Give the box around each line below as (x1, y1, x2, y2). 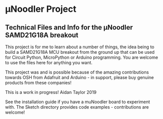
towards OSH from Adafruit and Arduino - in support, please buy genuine (5, 75, 154, 80)
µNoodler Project (5, 3, 77, 15)
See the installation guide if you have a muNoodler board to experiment (5, 99, 150, 105)
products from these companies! (5, 80, 72, 85)
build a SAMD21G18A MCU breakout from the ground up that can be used (5, 49, 155, 55)
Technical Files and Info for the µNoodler (5, 23, 133, 32)
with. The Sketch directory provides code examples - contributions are (5, 104, 149, 110)
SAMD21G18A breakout (5, 31, 79, 39)
